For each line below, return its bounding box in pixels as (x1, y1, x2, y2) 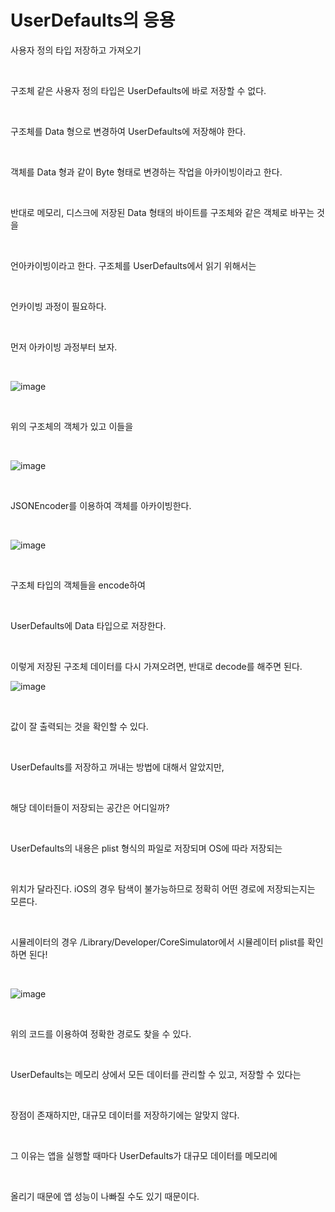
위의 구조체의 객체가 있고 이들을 (10, 420, 134, 432)
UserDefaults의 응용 (10, 9, 176, 32)
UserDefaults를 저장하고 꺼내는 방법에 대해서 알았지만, (10, 761, 225, 773)
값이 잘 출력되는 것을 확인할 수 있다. (10, 720, 149, 732)
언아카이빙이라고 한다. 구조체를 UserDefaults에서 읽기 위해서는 (10, 259, 257, 271)
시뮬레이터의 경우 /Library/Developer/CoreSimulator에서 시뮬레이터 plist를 (10, 936, 306, 948)
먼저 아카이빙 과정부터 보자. (10, 341, 118, 353)
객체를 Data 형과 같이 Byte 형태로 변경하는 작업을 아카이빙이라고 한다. (10, 166, 283, 178)
